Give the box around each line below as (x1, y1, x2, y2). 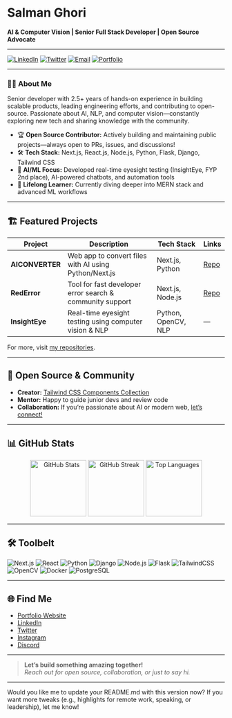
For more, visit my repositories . (7, 343, 95, 351)
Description (88, 239, 129, 249)
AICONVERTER (10, 260, 61, 270)
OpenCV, (156, 317, 186, 326)
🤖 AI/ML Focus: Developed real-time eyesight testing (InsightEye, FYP (17, 166, 217, 174)
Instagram (17, 633, 46, 642)
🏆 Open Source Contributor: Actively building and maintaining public (17, 130, 217, 139)
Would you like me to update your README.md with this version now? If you (7, 688, 223, 697)
